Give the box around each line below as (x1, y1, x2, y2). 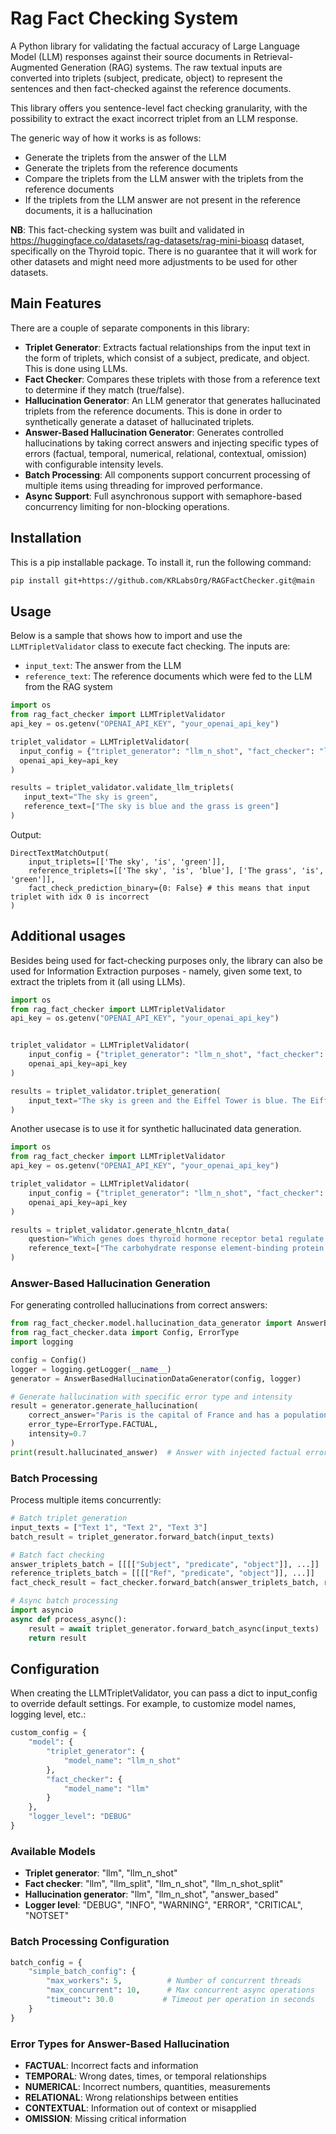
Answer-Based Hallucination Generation (10, 1276, 211, 1290)
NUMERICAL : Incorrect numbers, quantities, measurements (24, 2080, 271, 2092)
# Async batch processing (10, 1596, 118, 1606)
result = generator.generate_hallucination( (10, 1401, 199, 1411)
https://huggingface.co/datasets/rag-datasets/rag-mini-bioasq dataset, (10, 234, 305, 246)
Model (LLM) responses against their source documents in (10, 50, 252, 62)
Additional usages (10, 928, 127, 945)
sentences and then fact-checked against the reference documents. (10, 82, 292, 94)
